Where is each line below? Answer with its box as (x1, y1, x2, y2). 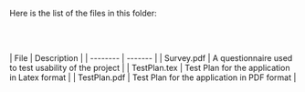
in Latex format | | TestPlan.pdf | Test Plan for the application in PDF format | (9, 72, 297, 83)
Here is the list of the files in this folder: (9, 8, 157, 18)
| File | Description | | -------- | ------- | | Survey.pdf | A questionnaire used (9, 53, 293, 63)
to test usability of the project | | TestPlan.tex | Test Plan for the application (9, 63, 290, 73)
